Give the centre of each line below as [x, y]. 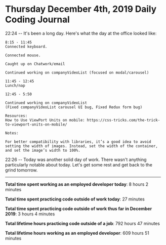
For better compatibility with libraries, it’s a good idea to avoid [78, 142]
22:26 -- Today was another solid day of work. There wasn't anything [76, 160]
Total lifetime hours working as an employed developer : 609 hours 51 [77, 233]
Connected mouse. [23, 55]
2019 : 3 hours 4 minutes [30, 214]
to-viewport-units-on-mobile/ [36, 124]
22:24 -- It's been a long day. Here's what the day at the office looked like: [81, 33]
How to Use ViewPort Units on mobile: [45, 120]
